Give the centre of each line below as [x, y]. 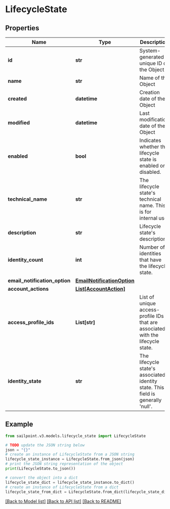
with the [149, 335]
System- [150, 51]
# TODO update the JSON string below [45, 445]
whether [149, 147]
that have [151, 260]
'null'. [146, 406]
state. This [152, 387]
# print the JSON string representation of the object [64, 464]
